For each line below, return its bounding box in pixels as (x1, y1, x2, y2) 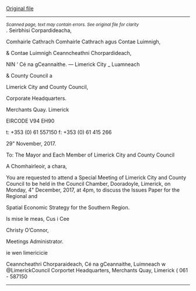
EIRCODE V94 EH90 (6, 117, 55, 124)
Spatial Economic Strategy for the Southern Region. (6, 204, 130, 211)
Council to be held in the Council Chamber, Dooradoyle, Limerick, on (6, 181, 171, 187)
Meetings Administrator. (6, 238, 64, 245)
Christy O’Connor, (6, 227, 49, 233)
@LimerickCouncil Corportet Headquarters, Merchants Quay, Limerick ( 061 (6, 267, 188, 273)
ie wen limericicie (6, 250, 48, 256)
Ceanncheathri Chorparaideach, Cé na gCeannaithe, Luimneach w (6, 261, 166, 268)
